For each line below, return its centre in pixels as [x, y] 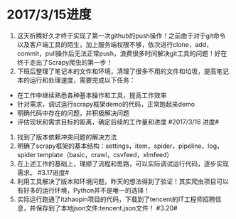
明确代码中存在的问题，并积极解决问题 [73, 113]
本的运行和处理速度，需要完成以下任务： [76, 80]
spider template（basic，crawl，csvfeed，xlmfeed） [95, 154]
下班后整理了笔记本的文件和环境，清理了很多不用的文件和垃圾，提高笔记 [123, 71]
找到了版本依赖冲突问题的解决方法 [67, 137]
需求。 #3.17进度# [43, 172]
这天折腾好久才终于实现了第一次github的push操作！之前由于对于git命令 [121, 36]
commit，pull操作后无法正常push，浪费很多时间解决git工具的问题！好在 [122, 53]
